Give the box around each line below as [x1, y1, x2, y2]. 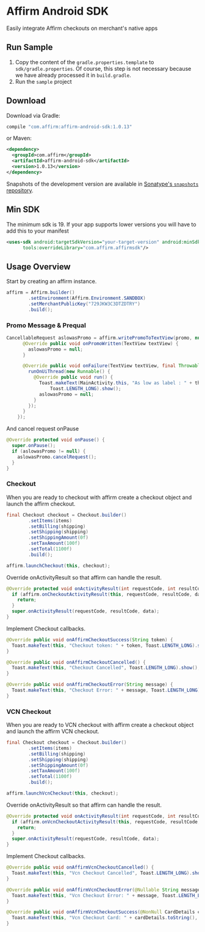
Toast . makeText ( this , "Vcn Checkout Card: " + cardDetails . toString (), [12, 915, 198, 921]
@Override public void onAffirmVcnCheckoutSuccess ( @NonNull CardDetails [6, 909, 195, 916]
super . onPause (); [12, 443, 56, 449]
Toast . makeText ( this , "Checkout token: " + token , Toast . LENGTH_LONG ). [12, 643, 198, 649]
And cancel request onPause [6, 425, 79, 432]
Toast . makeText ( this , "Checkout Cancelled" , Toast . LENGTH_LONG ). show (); [12, 664, 201, 671]
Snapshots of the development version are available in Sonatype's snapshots [6, 180, 199, 187]
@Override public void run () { [33, 374, 113, 380]
